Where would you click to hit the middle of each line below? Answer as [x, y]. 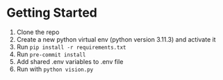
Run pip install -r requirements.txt [71, 47]
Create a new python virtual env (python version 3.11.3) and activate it [116, 39]
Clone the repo [38, 32]
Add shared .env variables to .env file [70, 61]
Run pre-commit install [51, 54]
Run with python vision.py [55, 69]
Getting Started [52, 13]
